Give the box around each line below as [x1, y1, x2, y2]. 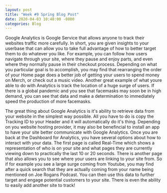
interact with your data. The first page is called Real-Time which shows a [5, 140, 155, 146]
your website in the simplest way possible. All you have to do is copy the [5, 113, 154, 120]
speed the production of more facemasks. [5, 98, 92, 105]
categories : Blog [5, 21, 41, 26]
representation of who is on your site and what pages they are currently [5, 145, 153, 151]
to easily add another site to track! [5, 183, 76, 189]
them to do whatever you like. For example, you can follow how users [5, 51, 148, 57]
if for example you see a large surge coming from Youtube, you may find [5, 161, 154, 167]
